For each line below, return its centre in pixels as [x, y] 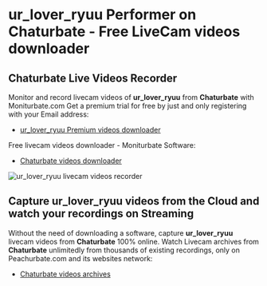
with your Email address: [49, 114]
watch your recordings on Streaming [101, 214]
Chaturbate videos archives [65, 274]
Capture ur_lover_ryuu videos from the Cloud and [134, 201]
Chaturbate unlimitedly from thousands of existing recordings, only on [124, 250]
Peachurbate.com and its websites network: [80, 258]
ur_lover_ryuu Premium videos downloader [90, 130]
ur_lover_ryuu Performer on [102, 15]
